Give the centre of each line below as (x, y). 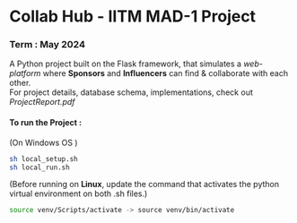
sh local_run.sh (39, 167)
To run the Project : (46, 123)
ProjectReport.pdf (42, 102)
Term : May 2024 (47, 45)
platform (25, 73)
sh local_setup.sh (44, 159)
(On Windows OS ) (44, 142)
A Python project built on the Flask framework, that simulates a (126, 64)
